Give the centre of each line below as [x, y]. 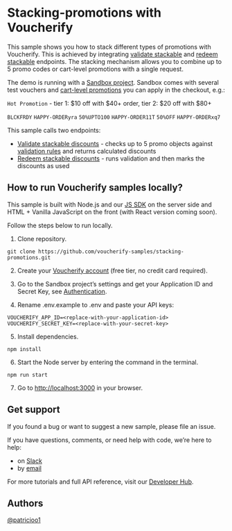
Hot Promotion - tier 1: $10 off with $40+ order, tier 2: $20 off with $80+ [109, 103]
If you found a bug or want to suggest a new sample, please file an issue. [111, 426]
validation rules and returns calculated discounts [87, 151]
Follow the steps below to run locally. [60, 225]
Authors [25, 503]
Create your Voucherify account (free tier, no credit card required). [112, 270]
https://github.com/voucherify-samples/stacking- [111, 252]
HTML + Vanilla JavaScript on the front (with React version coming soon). [112, 212]
